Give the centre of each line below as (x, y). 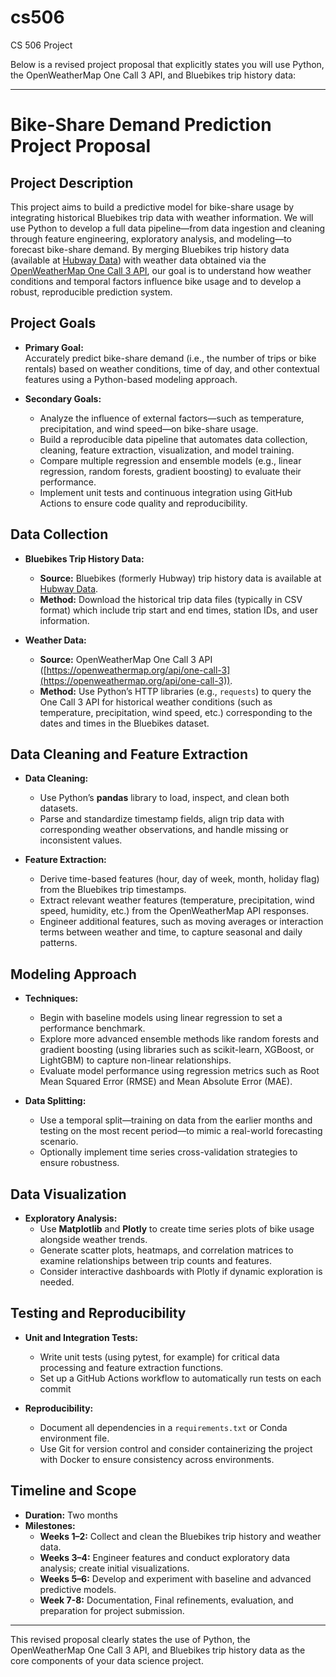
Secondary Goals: (63, 398)
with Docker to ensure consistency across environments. (157, 1459)
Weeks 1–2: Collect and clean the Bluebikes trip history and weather (180, 1536)
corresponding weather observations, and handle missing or (164, 830)
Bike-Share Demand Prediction (141, 125)
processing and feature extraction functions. (131, 1367)
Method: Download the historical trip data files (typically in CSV (171, 599)
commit (55, 1388)
